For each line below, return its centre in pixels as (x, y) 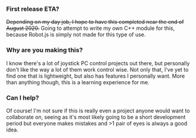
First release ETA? (33, 9)
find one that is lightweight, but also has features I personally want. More (96, 76)
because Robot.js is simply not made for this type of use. (76, 35)
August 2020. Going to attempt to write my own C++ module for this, (91, 28)
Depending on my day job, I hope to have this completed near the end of (95, 22)
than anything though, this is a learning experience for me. (78, 82)
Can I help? (23, 97)
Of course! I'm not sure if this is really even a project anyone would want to (98, 111)
